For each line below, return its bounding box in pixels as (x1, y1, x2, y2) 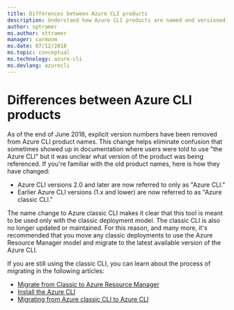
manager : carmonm (7, 36, 58, 43)
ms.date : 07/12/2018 (7, 42, 68, 49)
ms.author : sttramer (7, 29, 68, 37)
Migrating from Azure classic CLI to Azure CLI (17, 295, 149, 303)
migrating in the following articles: (7, 266, 104, 275)
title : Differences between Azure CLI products (7, 10, 148, 17)
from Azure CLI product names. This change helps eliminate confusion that (7, 137, 223, 146)
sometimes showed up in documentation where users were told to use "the (7, 144, 223, 153)
